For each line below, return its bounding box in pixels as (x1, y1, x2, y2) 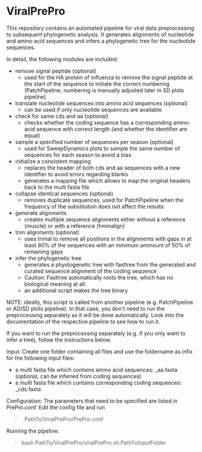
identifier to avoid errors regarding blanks (24, 170, 129, 177)
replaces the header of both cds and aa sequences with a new (24, 164, 181, 171)
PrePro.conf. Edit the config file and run (6, 403, 105, 411)
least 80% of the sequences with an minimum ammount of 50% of (24, 241, 190, 248)
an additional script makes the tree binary (24, 287, 129, 294)
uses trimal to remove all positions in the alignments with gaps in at (24, 235, 192, 242)
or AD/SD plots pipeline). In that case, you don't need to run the (6, 305, 165, 312)
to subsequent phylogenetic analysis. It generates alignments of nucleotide (6, 30, 194, 38)
